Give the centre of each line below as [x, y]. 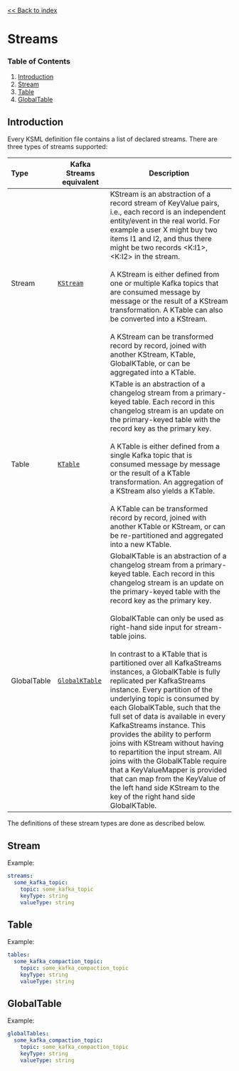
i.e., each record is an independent [168, 212]
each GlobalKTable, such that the [165, 707]
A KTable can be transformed [159, 509]
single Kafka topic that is [151, 456]
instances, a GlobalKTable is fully [165, 672]
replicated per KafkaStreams [158, 681]
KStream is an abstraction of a [160, 194]
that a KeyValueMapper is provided [169, 770]
